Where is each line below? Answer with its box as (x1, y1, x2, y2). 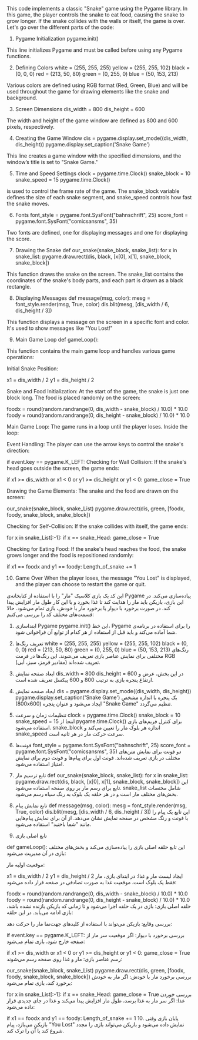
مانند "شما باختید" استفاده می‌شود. (15, 821, 92, 828)
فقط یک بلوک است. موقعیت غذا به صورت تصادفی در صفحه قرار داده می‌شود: (6, 879, 177, 885)
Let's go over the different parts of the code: (6, 24, 115, 31)
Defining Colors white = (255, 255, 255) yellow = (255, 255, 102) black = (15, 64, 190, 71)
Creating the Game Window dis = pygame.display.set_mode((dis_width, (15, 135, 189, 142)
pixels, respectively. (6, 123, 55, 130)
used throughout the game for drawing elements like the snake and (6, 88, 169, 95)
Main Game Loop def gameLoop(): (15, 336, 99, 343)
